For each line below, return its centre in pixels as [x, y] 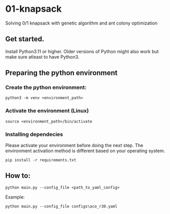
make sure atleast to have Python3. [42, 57]
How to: [18, 176]
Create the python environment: [46, 87]
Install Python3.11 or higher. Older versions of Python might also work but [82, 51]
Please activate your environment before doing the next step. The [74, 146]
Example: [15, 197]
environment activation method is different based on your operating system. [85, 151]
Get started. [25, 39]
